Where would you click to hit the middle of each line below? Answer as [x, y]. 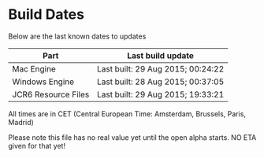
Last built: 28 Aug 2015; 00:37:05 [161, 82]
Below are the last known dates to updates [77, 36]
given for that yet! [37, 145]
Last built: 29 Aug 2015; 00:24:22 [161, 68]
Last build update [161, 55]
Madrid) [21, 122]
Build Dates [46, 15]
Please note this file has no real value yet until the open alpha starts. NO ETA [132, 137]
